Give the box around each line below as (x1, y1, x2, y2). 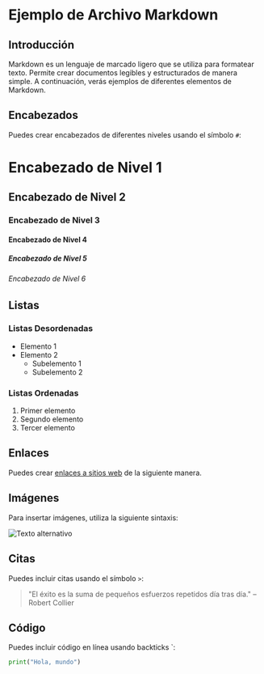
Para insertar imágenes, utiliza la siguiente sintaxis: (8, 512, 179, 523)
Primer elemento (19, 406, 76, 416)
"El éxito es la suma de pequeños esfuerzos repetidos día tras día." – (27, 589, 257, 599)
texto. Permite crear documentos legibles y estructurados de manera (8, 68, 238, 78)
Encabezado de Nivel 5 (8, 253, 87, 263)
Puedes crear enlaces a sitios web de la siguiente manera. (8, 468, 202, 477)
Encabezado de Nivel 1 (8, 159, 163, 176)
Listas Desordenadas (8, 323, 94, 334)
